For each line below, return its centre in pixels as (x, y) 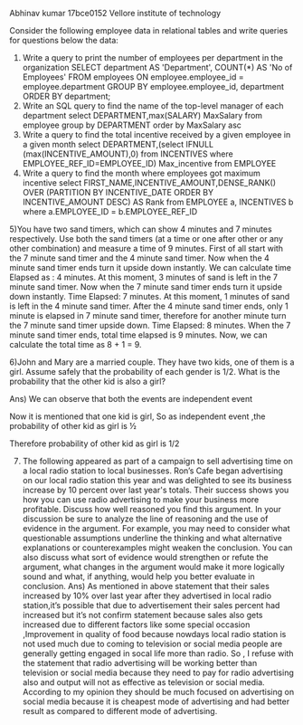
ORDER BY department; (66, 96)
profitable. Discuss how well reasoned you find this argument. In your (152, 509)
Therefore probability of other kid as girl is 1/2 (95, 444)
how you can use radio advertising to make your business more (141, 500)
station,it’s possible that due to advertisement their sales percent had (151, 605)
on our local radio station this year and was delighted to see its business (157, 480)
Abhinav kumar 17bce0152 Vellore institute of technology (115, 13)
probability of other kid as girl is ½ (73, 426)
